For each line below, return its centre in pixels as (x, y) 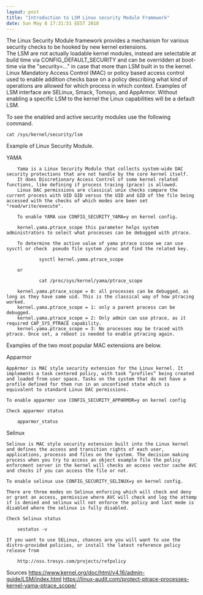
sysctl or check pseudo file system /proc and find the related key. (98, 249)
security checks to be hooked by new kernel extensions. (77, 47)
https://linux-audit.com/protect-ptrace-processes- (126, 579)
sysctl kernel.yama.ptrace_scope (81, 259)
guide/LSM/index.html (34, 579)
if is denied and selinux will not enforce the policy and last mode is (100, 503)
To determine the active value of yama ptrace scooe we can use (100, 244)
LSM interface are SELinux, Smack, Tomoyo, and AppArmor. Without (92, 93)
